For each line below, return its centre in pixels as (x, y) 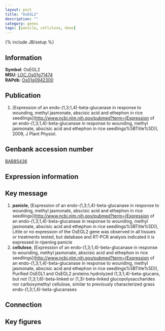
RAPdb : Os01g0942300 (29, 80)
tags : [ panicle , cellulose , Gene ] (41, 28)
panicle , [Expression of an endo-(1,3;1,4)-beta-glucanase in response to (85, 205)
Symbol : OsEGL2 (23, 69)
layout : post (18, 10)
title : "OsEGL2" (22, 14)
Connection (23, 305)
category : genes (22, 23)
